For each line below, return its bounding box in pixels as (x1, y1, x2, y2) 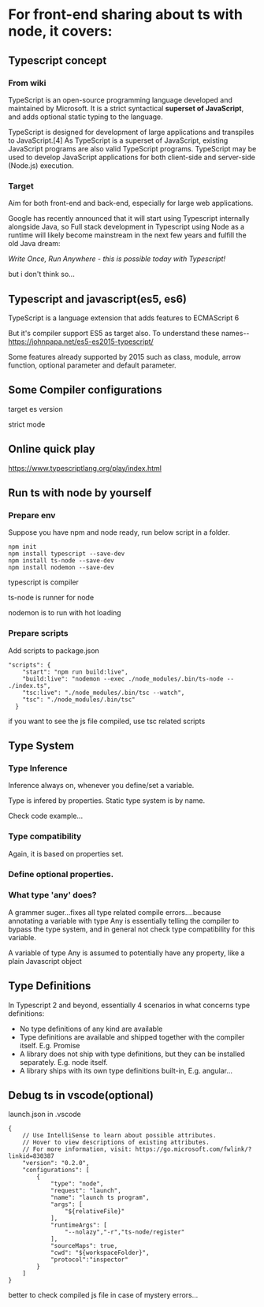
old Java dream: (8, 239, 61, 248)
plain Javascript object (8, 956, 83, 965)
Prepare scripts (8, 628, 69, 639)
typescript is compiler (8, 577, 79, 587)
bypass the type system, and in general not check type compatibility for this (8, 924, 255, 934)
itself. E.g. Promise (19, 1040, 80, 1050)
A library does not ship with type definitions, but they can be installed (19, 1049, 246, 1059)
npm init (8, 543, 37, 551)
